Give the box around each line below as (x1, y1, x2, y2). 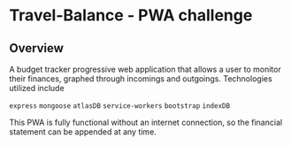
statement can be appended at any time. (9, 127, 157, 137)
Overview (9, 41, 65, 56)
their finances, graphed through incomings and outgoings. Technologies (9, 73, 272, 84)
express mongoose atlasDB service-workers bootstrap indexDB (9, 102, 231, 111)
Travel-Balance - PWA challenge (9, 5, 253, 26)
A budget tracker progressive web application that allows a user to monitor (9, 64, 281, 74)
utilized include (9, 83, 65, 93)
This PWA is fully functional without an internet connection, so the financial (9, 117, 283, 127)
